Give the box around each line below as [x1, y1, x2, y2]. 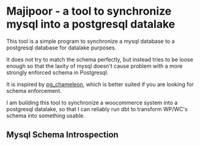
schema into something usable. [6, 112, 86, 119]
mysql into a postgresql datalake [6, 17, 176, 31]
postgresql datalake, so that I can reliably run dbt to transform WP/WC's [6, 105, 188, 112]
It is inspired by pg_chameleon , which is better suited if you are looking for [6, 81, 194, 88]
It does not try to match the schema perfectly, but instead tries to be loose [6, 56, 194, 63]
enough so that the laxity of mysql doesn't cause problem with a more [6, 62, 183, 70]
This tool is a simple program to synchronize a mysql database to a [6, 37, 176, 45]
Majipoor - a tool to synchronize [6, 4, 172, 18]
